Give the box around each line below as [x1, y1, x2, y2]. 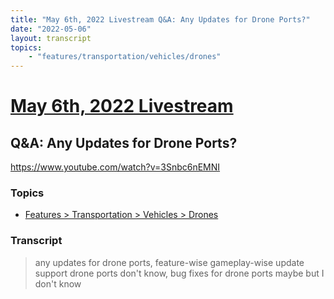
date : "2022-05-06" [10, 24, 92, 34]
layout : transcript [10, 33, 92, 43]
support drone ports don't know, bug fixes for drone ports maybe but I [34, 267, 325, 279]
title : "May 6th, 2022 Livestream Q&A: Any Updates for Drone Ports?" [10, 14, 311, 25]
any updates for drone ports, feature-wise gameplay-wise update [34, 256, 305, 268]
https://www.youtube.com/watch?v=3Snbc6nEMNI [10, 161, 221, 173]
